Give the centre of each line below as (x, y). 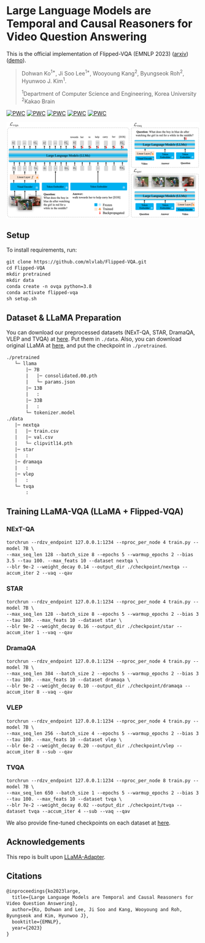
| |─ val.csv (34, 437)
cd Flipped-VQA (26, 268)
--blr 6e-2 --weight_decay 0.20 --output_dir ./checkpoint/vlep (90, 746)
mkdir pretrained (29, 274)
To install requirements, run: (42, 250)
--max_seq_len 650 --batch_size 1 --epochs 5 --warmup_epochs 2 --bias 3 (103, 793)
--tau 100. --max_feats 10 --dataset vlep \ (64, 739)
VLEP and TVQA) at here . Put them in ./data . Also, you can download (94, 339)
